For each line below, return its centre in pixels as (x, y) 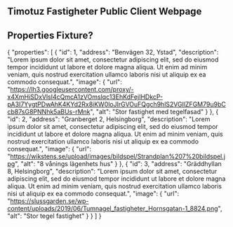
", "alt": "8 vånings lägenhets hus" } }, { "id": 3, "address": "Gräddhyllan (119, 164)
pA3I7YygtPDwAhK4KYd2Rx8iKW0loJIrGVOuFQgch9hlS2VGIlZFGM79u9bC (116, 104)
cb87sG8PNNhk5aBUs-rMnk (49, 112)
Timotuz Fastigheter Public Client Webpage (105, 12)
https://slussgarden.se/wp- (49, 201)
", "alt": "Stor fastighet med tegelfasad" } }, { (154, 112)
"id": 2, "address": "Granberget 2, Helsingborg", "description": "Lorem (109, 119)
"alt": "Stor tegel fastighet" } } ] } (54, 216)
